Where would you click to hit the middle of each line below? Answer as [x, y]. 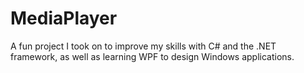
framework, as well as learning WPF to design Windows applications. [152, 56]
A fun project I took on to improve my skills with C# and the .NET [143, 46]
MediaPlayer [64, 18]
